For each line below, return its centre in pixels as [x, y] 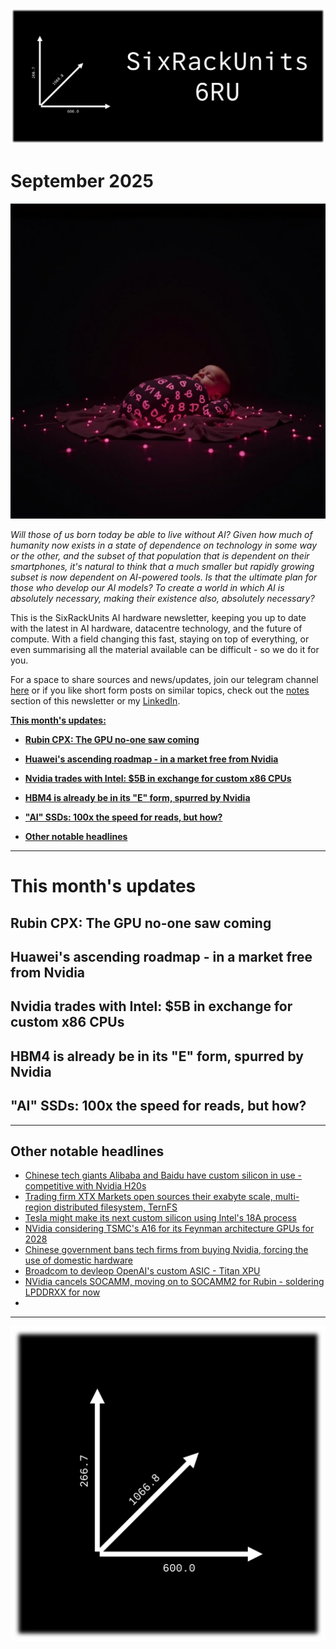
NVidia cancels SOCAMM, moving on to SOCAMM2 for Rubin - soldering [174, 1282]
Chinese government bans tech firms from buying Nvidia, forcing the [166, 1250]
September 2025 [82, 181]
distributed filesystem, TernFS [115, 1207]
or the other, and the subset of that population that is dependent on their [160, 555]
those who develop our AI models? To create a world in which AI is [147, 587]
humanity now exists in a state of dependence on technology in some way [163, 545]
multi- [287, 1197]
